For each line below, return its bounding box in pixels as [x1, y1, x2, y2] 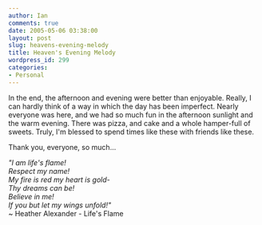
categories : [8, 64, 48, 72]
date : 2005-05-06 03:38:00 [8, 26, 98, 34]
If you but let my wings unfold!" [8, 200, 112, 210]
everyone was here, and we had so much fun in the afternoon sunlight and [8, 109, 253, 120]
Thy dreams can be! [8, 183, 75, 192]
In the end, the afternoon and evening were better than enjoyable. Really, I [8, 93, 252, 102]
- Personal [8, 71, 45, 79]
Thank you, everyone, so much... [8, 142, 117, 152]
